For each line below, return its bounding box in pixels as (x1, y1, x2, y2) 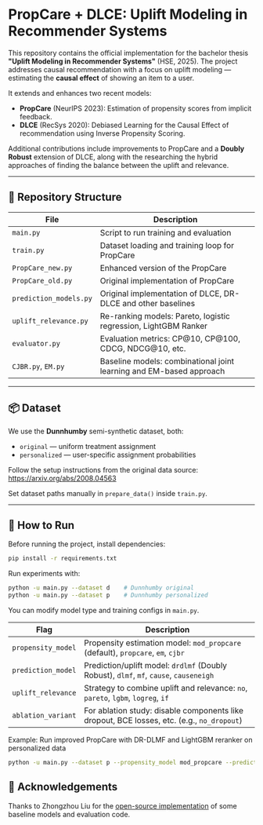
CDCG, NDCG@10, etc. (99, 343, 186, 354)
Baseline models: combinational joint (99, 356, 235, 367)
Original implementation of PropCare (99, 275, 235, 286)
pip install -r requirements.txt (8, 555, 117, 563)
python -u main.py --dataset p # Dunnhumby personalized (8, 591, 209, 600)
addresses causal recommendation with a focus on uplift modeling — (8, 64, 232, 74)
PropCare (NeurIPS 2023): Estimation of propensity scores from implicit (19, 104, 252, 113)
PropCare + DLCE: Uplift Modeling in (8, 5, 248, 24)
